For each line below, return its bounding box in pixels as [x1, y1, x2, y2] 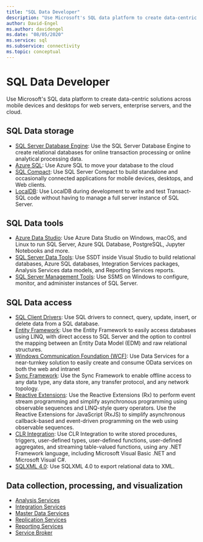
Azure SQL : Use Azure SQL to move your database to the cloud [15, 161, 174, 168]
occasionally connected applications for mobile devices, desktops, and [15, 175, 193, 182]
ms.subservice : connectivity [6, 43, 80, 49]
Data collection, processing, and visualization [6, 480, 184, 491]
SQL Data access [6, 297, 72, 308]
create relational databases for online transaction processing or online [15, 148, 191, 156]
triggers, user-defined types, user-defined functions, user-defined [15, 437, 182, 444]
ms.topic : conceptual [6, 49, 61, 55]
